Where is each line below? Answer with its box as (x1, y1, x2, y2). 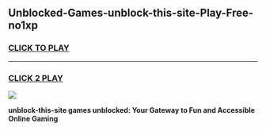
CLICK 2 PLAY (8, 72, 63, 83)
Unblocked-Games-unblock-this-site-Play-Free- (8, 6, 254, 20)
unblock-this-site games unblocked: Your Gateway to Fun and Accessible (8, 105, 256, 114)
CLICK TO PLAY (8, 43, 70, 54)
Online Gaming (8, 114, 59, 123)
